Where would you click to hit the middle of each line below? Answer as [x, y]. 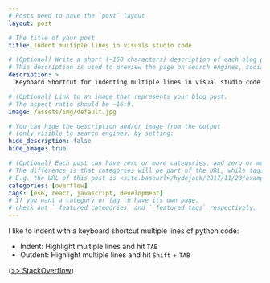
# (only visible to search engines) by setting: [91, 133]
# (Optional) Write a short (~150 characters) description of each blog [133, 60]
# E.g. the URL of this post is [62, 178]
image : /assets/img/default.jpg [62, 112]
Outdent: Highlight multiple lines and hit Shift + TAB [105, 255]
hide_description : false [50, 141]
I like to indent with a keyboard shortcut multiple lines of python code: [124, 231]
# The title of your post [51, 38]
